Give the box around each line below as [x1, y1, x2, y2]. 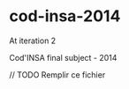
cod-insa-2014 [9, 6, 121, 26]
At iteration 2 [9, 35, 57, 46]
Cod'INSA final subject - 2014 [9, 52, 118, 63]
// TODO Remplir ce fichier [9, 69, 106, 80]
